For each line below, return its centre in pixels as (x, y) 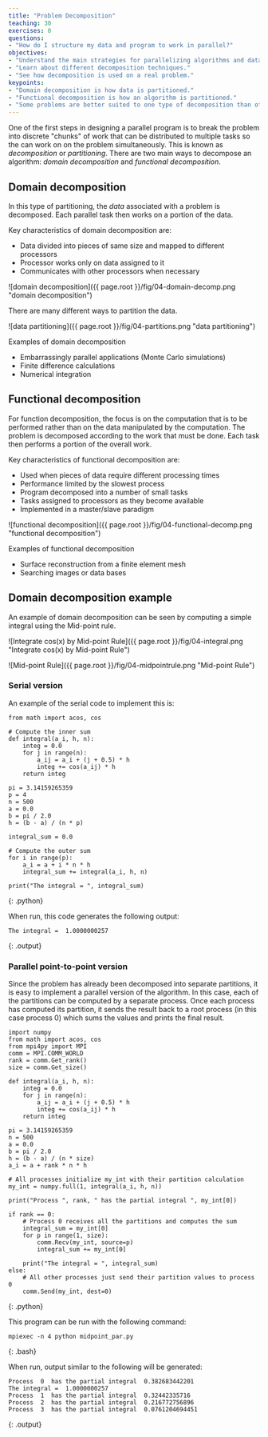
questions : (26, 38)
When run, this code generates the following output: (94, 916)
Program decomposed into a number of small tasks (104, 492)
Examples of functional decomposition (71, 548)
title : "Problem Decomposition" (62, 16)
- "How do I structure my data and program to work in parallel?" (121, 46)
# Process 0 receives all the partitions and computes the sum (130, 1222)
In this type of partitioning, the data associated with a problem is (114, 206)
